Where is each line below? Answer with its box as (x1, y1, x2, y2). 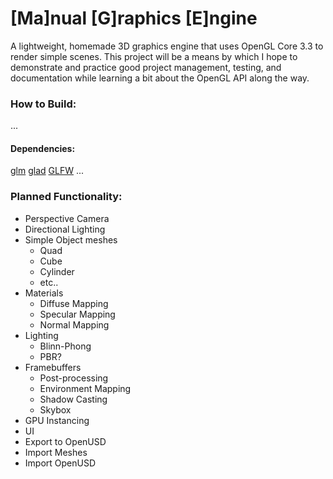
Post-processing (39, 372, 109, 384)
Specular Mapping (39, 308, 116, 320)
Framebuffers (24, 361, 82, 373)
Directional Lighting (24, 223, 106, 235)
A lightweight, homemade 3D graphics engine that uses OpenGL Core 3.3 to (10, 40, 324, 52)
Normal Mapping (39, 318, 110, 331)
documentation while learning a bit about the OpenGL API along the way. (10, 72, 310, 84)
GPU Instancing (24, 414, 90, 426)
